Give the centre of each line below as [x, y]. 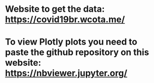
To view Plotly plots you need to [71, 42]
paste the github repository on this [77, 52]
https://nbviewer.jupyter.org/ [66, 73]
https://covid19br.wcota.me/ [65, 19]
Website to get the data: [55, 9]
